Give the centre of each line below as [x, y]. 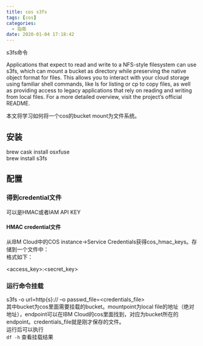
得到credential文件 [34, 198]
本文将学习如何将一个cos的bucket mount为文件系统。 [73, 116]
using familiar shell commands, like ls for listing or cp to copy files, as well [98, 84]
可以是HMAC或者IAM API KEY [44, 212]
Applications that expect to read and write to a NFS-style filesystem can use [101, 65]
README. [18, 103]
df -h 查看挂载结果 [30, 337]
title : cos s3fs [27, 12]
